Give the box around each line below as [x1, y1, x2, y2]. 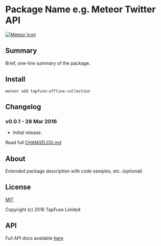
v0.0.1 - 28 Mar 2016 [5, 118, 57, 125]
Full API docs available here [5, 235, 64, 241]
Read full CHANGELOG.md [5, 140, 61, 146]
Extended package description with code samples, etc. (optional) [5, 168, 143, 174]
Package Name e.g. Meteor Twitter [5, 4, 156, 15]
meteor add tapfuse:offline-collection [5, 88, 90, 93]
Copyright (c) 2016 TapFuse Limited [5, 206, 81, 213]
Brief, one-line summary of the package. [5, 60, 90, 66]
